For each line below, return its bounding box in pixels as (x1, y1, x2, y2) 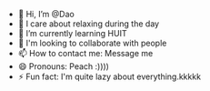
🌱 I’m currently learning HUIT (17, 28, 127, 38)
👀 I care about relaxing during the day (17, 18, 160, 29)
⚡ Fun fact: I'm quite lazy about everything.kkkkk (17, 71, 202, 82)
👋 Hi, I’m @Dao (17, 9, 75, 19)
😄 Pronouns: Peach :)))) (17, 61, 109, 72)
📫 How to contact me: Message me (17, 48, 154, 58)
